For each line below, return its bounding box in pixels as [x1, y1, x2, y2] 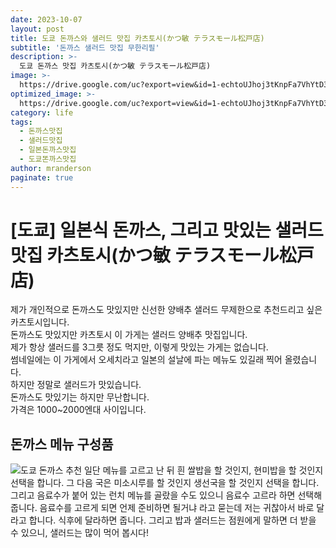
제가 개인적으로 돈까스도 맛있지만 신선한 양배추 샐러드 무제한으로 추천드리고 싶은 [10, 304, 323, 316]
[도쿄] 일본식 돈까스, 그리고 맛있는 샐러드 [10, 219, 324, 241]
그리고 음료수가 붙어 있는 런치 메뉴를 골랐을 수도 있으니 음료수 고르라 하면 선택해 [10, 489, 323, 501]
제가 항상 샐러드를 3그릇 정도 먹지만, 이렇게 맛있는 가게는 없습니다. [10, 341, 269, 353]
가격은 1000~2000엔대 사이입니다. [10, 404, 147, 416]
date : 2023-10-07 [10, 14, 83, 25]
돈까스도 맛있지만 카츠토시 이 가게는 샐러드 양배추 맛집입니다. [10, 329, 248, 341]
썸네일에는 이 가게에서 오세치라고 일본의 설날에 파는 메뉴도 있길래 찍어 [10, 354, 283, 366]
